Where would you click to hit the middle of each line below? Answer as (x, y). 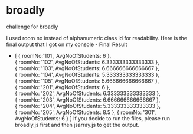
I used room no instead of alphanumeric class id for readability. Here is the (97, 38)
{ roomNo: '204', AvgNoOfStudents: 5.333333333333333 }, (87, 106)
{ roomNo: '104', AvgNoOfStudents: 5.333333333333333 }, (87, 74)
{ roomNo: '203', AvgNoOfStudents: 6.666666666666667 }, (87, 99)
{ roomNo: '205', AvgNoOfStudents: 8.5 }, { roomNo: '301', (85, 112)
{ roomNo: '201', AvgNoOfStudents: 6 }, (62, 87)
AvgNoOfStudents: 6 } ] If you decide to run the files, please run (92, 118)
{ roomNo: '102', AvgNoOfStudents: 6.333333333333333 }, (87, 62)
